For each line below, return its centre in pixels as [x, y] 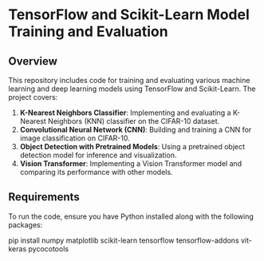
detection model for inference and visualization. [98, 155]
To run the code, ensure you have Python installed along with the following [131, 216]
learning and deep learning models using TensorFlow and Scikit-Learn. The [132, 89]
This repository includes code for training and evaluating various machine [129, 80]
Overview [33, 61]
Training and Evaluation [89, 32]
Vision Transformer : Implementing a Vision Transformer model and [131, 164]
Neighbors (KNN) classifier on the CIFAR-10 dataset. [134, 121]
